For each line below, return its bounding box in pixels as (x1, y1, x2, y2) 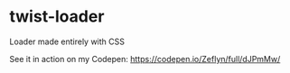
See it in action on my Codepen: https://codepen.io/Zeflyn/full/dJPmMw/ (9, 53, 281, 64)
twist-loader (9, 6, 105, 27)
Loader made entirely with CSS (9, 36, 125, 47)
